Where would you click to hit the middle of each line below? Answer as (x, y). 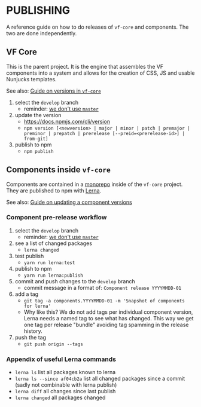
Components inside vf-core (58, 170)
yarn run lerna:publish (54, 276)
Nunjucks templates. (31, 79)
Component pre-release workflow (57, 218)
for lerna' (37, 306)
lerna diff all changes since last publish (65, 391)
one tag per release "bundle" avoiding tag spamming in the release (106, 325)
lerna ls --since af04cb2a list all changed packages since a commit (100, 379)
